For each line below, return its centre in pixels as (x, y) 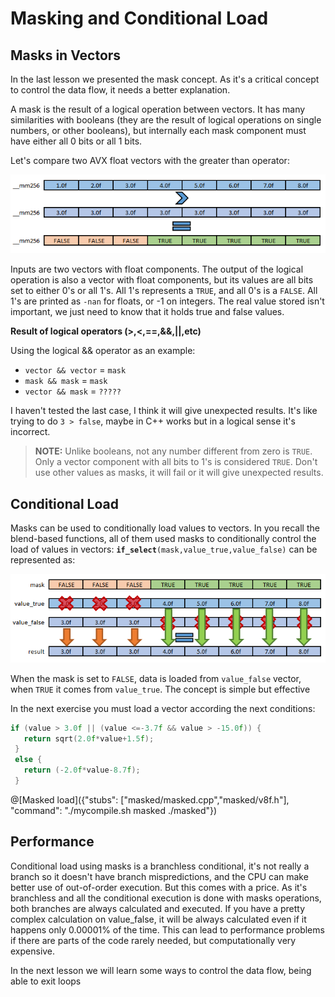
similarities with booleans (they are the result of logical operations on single (166, 120)
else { (28, 760)
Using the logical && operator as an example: (103, 351)
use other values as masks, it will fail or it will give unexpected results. (179, 473)
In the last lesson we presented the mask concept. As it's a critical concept (165, 79)
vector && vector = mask (75, 370)
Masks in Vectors (66, 55)
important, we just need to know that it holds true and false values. (147, 312)
